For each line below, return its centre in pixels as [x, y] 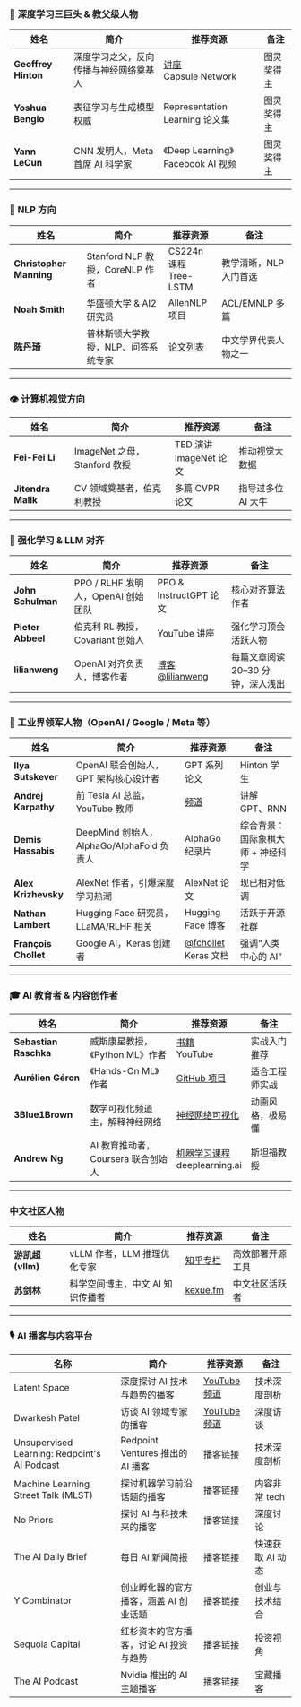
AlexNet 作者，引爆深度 [125, 883]
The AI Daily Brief [51, 1557]
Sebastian [36, 1042]
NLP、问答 [127, 347]
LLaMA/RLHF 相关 [114, 927]
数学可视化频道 [122, 1108]
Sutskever [36, 777]
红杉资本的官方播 [156, 1632]
